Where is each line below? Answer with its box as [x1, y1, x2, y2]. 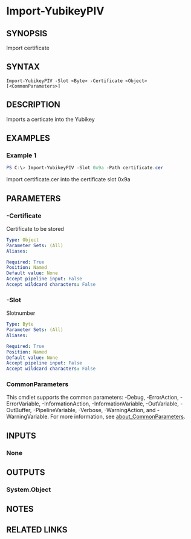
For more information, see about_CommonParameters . [50, 413, 186, 421]
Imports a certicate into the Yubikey [6, 115, 95, 123]
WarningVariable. [6, 413, 50, 421]
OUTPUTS [6, 467, 45, 478]
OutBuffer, [6, 407, 32, 414]
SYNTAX [6, 62, 40, 72]
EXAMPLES [6, 133, 50, 143]
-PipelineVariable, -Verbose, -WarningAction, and [33, 407, 156, 414]
